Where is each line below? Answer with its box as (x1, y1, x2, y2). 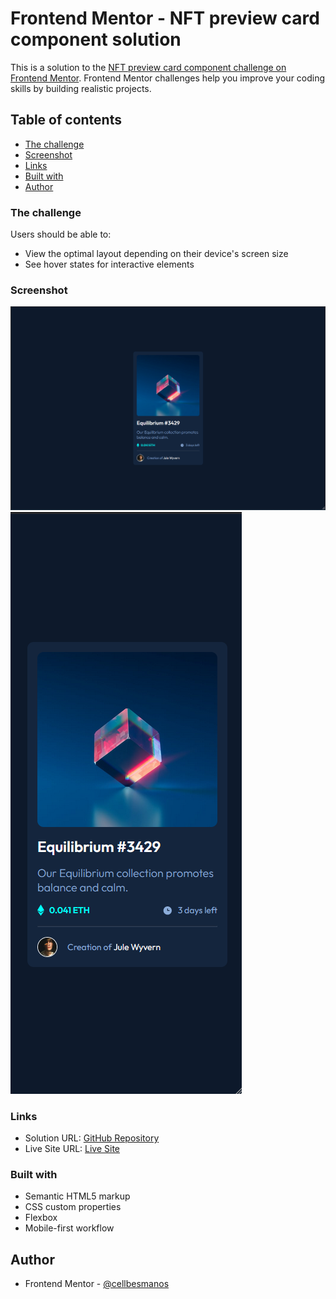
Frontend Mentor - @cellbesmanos (24, 1278, 170, 1290)
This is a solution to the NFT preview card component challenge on (10, 61, 287, 73)
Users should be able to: (10, 228, 112, 241)
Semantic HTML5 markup (24, 1190, 131, 1202)
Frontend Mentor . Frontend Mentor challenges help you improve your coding (10, 72, 326, 84)
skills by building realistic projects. (10, 82, 152, 94)
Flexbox (24, 1212, 58, 1224)
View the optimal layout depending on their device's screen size (24, 248, 289, 260)
